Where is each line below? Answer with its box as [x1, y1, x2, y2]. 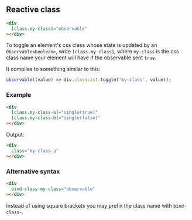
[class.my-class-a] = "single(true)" [11, 110, 98, 116]
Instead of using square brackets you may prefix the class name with [6, 202, 173, 209]
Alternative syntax [6, 167, 60, 175]
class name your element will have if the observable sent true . [6, 54, 157, 61]
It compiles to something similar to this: [6, 66, 101, 73]
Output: [6, 131, 25, 138]
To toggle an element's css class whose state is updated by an [6, 42, 157, 49]
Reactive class [6, 5, 60, 15]
